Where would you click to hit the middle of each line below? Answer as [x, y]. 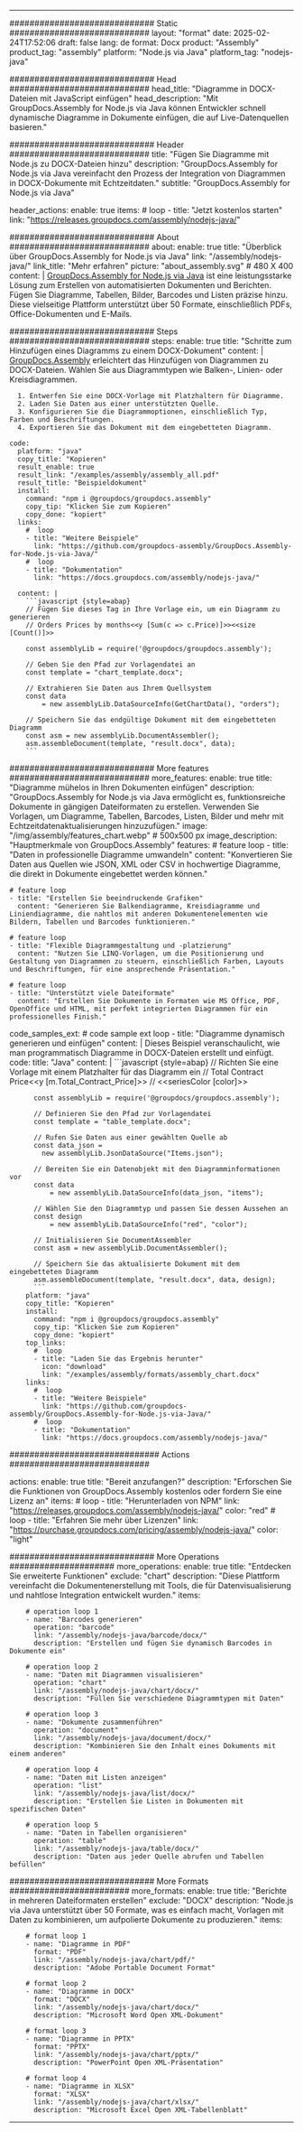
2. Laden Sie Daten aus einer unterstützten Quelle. [119, 404]
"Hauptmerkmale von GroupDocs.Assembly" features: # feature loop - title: [149, 845]
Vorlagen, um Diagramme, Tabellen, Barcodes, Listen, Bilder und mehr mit [147, 816]
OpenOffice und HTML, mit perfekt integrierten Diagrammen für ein [139, 1009]
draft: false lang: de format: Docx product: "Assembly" [158, 42]
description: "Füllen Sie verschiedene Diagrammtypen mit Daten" [158, 1699]
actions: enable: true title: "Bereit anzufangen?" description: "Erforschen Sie [151, 1481]
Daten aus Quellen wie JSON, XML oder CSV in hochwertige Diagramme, [145, 864]
